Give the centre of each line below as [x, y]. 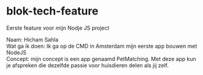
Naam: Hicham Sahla [32, 39]
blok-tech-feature [52, 11]
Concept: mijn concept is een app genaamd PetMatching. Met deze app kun [101, 59]
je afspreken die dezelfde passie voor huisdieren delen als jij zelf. [88, 65]
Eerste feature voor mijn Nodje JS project [58, 28]
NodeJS [16, 52]
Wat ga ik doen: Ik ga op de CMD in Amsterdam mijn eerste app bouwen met [102, 46]
